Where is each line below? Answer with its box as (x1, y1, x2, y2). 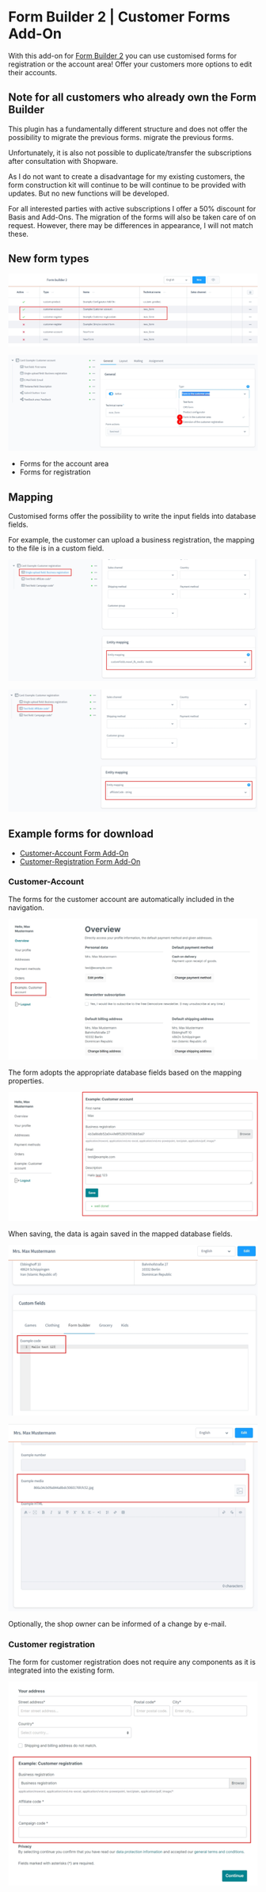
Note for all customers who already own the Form (8, 91, 257, 105)
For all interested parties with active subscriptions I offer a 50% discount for (8, 204, 256, 213)
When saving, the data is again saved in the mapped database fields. (8, 1228, 233, 1239)
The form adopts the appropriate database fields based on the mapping (8, 1068, 242, 1077)
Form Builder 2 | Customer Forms (8, 8, 231, 26)
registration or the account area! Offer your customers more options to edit (8, 59, 253, 69)
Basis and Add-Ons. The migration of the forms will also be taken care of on (8, 212, 256, 222)
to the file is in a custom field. (8, 543, 104, 554)
